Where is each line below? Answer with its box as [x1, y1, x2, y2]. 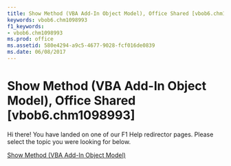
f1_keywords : [7, 23, 45, 30]
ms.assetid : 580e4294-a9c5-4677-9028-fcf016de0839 [7, 42, 155, 49]
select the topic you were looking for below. [7, 137, 131, 145]
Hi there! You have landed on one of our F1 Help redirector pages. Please [7, 130, 214, 138]
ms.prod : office [7, 36, 54, 43]
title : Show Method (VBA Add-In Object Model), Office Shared [7, 10, 189, 17]
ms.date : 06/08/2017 [7, 49, 67, 56]
